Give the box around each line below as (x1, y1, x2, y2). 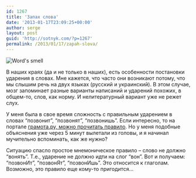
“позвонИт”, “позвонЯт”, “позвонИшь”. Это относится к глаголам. (6, 159, 170, 166)
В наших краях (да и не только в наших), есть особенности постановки (6, 68, 185, 75)
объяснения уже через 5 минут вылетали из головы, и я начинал (6, 129, 169, 136)
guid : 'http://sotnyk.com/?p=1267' (6, 36, 93, 41)
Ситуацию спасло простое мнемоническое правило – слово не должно (6, 146, 186, 153)
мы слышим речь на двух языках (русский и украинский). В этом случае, (6, 81, 191, 88)
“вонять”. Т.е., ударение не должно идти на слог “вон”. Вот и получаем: (6, 153, 185, 160)
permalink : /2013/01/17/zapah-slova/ (6, 41, 98, 47)
